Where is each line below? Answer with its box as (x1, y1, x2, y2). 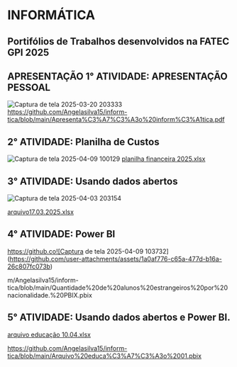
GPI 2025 (7, 46, 50, 58)
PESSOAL (7, 81, 51, 94)
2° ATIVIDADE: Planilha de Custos (7, 135, 160, 148)
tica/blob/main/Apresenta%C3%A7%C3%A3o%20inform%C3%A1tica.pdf (7, 115, 225, 124)
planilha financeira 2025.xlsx (121, 154, 206, 163)
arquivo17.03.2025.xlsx (7, 208, 75, 216)
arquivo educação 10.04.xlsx (7, 330, 91, 339)
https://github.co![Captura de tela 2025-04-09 (7, 247, 144, 255)
